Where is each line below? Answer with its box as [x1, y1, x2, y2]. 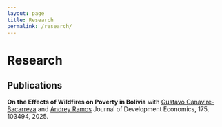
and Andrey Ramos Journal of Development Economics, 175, [37, 105, 210, 113]
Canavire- [185, 97, 215, 106]
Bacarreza [7, 105, 37, 113]
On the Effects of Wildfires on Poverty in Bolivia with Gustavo [7, 97, 185, 106]
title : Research [7, 16, 54, 23]
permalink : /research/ [7, 23, 72, 30]
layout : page [7, 10, 45, 17]
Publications [7, 80, 63, 91]
